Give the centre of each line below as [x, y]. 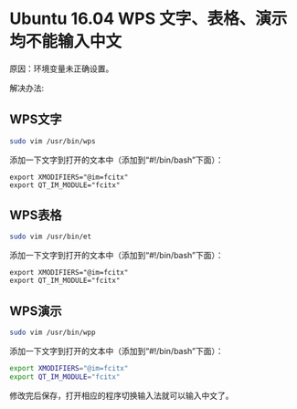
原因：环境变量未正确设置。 [62, 68]
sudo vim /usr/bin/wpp [53, 333]
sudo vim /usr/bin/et [51, 237]
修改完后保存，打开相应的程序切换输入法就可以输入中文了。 [122, 395]
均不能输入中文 [66, 42]
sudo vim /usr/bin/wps [53, 141]
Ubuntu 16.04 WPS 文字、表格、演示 [148, 19]
